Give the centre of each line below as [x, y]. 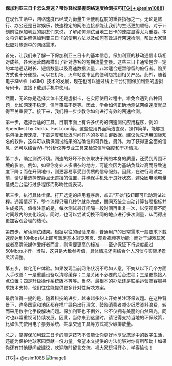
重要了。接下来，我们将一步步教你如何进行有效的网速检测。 [81, 111]
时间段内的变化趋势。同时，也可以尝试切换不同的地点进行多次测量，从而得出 [86, 214]
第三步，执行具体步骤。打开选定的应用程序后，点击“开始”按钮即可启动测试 [84, 195]
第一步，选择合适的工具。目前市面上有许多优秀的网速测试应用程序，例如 [81, 122]
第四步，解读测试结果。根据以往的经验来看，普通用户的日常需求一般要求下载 [86, 232]
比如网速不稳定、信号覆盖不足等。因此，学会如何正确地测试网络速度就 [88, 105]
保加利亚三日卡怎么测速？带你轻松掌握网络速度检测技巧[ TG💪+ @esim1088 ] [85, 8]
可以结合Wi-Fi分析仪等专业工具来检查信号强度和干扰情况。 [80, 148]
